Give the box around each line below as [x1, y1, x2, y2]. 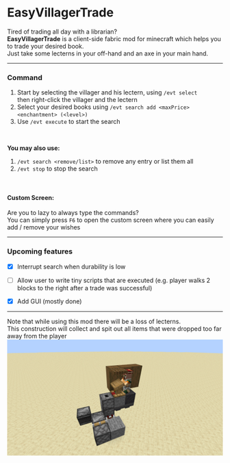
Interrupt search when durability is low [16, 262, 126, 271]
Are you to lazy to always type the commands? [7, 209, 139, 217]
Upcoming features [7, 247, 73, 256]
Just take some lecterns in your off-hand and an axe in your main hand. [7, 49, 209, 58]
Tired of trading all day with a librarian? [7, 27, 118, 36]
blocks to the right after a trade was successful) [16, 284, 153, 292]
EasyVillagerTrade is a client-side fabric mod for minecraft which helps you [7, 34, 221, 42]
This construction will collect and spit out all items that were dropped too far [7, 324, 222, 333]
